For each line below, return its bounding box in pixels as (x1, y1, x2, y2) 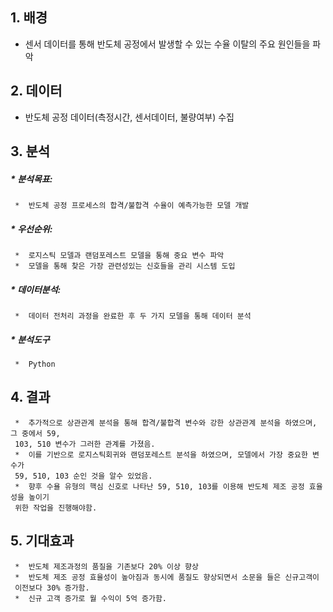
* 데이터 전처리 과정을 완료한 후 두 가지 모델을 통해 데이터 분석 (14, 311, 252, 321)
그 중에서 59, (10, 428, 61, 438)
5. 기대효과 (10, 533, 75, 550)
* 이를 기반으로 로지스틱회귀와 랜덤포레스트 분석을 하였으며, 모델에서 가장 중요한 (14, 449, 308, 460)
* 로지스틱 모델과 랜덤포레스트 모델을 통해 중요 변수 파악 (14, 250, 225, 260)
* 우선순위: (10, 223, 53, 235)
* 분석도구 (10, 333, 50, 345)
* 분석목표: (10, 173, 53, 185)
